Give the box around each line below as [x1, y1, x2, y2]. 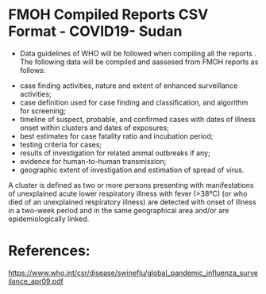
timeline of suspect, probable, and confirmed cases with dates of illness [19, 114, 256, 124]
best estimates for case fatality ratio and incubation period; [19, 131, 214, 140]
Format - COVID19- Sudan [8, 22, 183, 40]
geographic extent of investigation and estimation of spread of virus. [19, 165, 245, 174]
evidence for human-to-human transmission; [19, 156, 167, 166]
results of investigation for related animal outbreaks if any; [19, 148, 210, 158]
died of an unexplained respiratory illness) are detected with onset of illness [8, 197, 256, 207]
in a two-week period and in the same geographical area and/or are [8, 205, 229, 215]
